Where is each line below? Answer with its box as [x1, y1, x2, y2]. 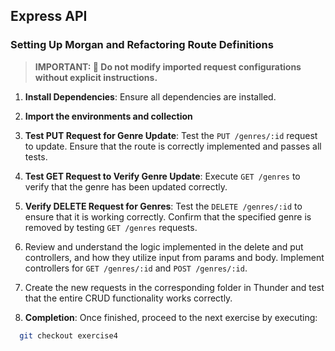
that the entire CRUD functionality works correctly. [24, 292, 233, 304]
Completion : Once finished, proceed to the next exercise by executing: [24, 311, 318, 323]
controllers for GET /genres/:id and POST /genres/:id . [24, 262, 248, 274]
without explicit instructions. [34, 71, 158, 83]
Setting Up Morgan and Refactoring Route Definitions [10, 38, 274, 52]
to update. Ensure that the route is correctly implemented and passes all [24, 140, 322, 152]
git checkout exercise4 [19, 330, 118, 341]
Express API [10, 8, 88, 25]
